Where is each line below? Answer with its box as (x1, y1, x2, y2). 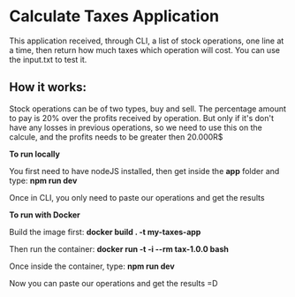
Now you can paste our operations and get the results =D (9, 278, 218, 288)
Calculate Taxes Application (9, 6, 219, 27)
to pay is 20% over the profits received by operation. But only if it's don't (9, 112, 275, 123)
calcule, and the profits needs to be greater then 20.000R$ (9, 131, 223, 142)
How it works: (9, 80, 87, 95)
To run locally (9, 148, 60, 159)
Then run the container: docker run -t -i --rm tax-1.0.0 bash (9, 243, 230, 254)
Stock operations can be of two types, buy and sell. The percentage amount (9, 103, 287, 114)
